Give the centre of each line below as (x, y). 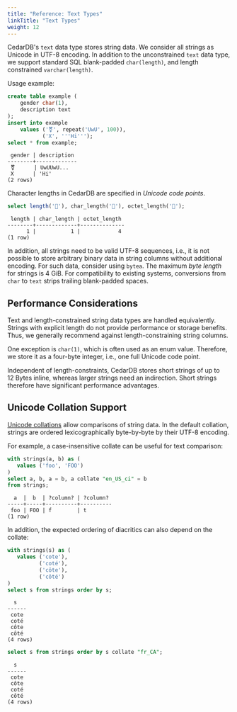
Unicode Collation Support (67, 408)
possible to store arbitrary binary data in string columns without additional (115, 259)
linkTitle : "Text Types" (44, 21)
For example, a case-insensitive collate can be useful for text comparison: (115, 446)
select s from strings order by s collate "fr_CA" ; (85, 652)
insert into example (38, 123)
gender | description (42, 156)
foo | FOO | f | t (48, 511)
